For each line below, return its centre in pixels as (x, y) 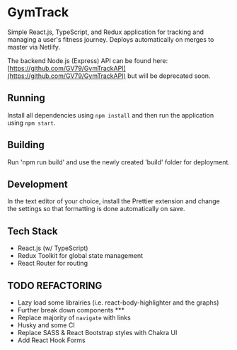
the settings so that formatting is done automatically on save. (96, 209)
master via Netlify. (34, 47)
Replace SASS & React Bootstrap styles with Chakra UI (97, 333)
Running (27, 98)
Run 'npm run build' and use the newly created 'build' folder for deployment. (118, 162)
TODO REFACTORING (55, 285)
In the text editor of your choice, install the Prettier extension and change (114, 201)
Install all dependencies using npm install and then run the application (111, 115)
